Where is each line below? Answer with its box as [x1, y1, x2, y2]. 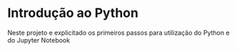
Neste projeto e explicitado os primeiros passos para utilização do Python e [7, 28, 230, 37]
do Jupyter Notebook [7, 35, 70, 44]
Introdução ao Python [7, 5, 139, 21]
